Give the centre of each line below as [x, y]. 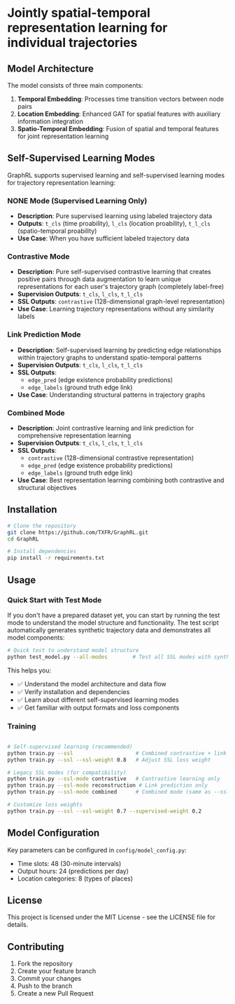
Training [22, 726]
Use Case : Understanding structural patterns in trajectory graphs [111, 395]
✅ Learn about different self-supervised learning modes [98, 700]
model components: [36, 637]
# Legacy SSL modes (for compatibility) [67, 773]
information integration [50, 121]
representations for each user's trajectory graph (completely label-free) [121, 287]
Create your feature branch [57, 971]
